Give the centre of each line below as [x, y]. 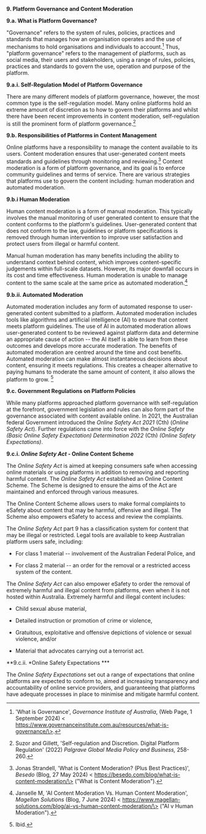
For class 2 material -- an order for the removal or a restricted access [103, 565]
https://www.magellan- [151, 800]
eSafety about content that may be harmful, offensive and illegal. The [94, 510]
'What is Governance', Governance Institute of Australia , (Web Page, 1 [104, 712]
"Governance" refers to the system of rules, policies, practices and [91, 33]
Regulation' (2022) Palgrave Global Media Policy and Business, [95, 750]
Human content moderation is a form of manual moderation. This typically [100, 211]
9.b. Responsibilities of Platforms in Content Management [82, 136]
